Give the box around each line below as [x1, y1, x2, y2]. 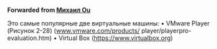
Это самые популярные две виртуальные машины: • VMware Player [7, 19, 210, 27]
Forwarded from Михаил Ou [7, 6, 91, 14]
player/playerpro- [141, 27, 192, 35]
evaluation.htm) [7, 34, 52, 42]
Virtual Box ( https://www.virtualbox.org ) [58, 34, 173, 42]
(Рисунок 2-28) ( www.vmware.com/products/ [7, 27, 140, 35]
